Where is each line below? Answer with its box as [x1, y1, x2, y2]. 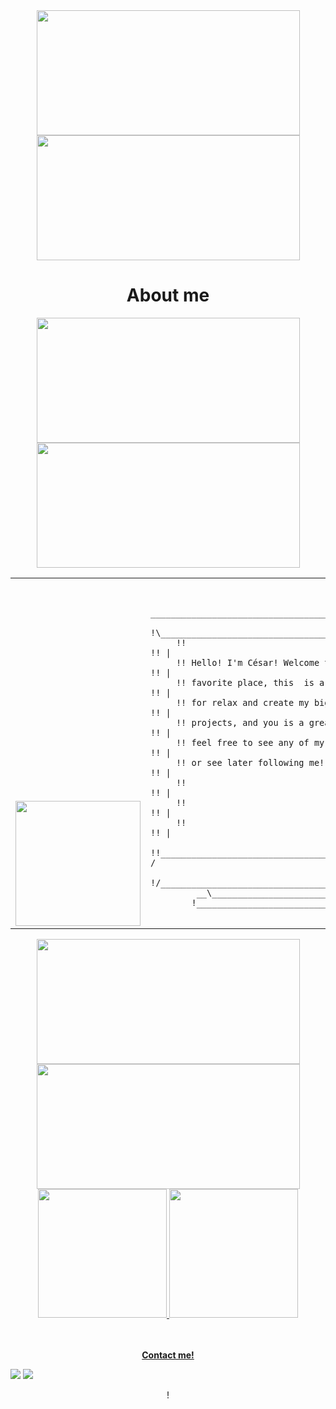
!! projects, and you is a [175, 717, 305, 728]
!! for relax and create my [175, 697, 310, 708]
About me [126, 284, 210, 307]
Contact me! [141, 1349, 195, 1361]
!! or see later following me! [175, 757, 325, 768]
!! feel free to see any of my [175, 737, 325, 748]
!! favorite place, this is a [175, 677, 325, 688]
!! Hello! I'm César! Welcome [175, 657, 320, 668]
